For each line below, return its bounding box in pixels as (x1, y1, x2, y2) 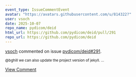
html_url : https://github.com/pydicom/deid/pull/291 (5, 30, 116, 35)
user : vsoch (5, 16, 30, 21)
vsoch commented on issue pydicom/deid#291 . (5, 48, 102, 54)
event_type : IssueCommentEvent (5, 7, 70, 12)
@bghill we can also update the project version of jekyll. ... (5, 58, 105, 63)
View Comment (5, 66, 37, 72)
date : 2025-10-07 (5, 21, 41, 26)
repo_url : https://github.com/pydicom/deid (5, 35, 96, 40)
